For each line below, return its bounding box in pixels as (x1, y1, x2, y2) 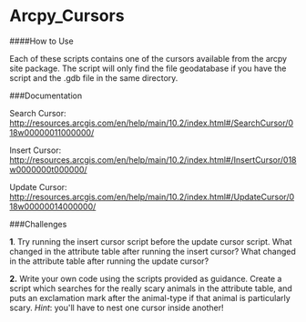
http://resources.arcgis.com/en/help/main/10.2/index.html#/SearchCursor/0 (9, 117, 294, 128)
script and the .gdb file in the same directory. (9, 72, 178, 83)
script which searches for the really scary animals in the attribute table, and (9, 283, 293, 294)
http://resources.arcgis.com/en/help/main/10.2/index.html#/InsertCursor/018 (9, 154, 297, 165)
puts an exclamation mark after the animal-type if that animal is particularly (9, 292, 291, 303)
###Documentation (9, 90, 83, 101)
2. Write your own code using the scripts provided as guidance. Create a (9, 273, 282, 284)
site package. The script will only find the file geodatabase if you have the (9, 63, 287, 74)
